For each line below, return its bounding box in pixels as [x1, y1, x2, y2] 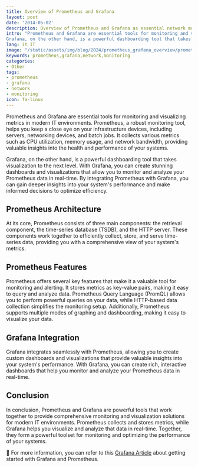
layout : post [6, 14, 38, 20]
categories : [6, 58, 35, 64]
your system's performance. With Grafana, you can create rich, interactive [6, 361, 187, 368]
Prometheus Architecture [6, 205, 101, 215]
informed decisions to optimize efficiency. [6, 187, 108, 194]
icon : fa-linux [6, 96, 44, 102]
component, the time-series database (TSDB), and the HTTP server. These [6, 226, 188, 234]
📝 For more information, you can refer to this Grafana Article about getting [6, 449, 186, 456]
